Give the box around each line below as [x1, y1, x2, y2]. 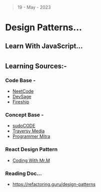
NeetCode [12, 88, 34, 94]
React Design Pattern [5, 146, 58, 153]
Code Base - [5, 77, 36, 84]
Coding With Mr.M [12, 157, 50, 163]
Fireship [12, 99, 29, 105]
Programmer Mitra [12, 133, 50, 139]
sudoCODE [12, 123, 35, 129]
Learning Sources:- [5, 62, 67, 70]
